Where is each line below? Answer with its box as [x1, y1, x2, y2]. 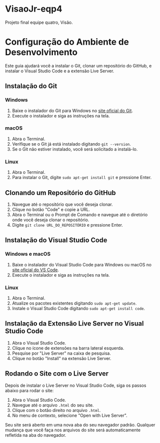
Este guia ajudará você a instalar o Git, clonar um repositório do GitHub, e [5, 63, 152, 68]
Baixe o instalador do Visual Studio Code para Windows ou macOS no [12, 262, 152, 267]
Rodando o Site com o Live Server [5, 370, 109, 378]
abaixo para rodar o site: [5, 387, 54, 394]
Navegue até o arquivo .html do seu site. [12, 402, 94, 408]
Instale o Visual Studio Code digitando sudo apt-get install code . [12, 305, 145, 311]
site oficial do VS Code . [12, 267, 59, 273]
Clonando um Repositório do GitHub [5, 188, 116, 197]
